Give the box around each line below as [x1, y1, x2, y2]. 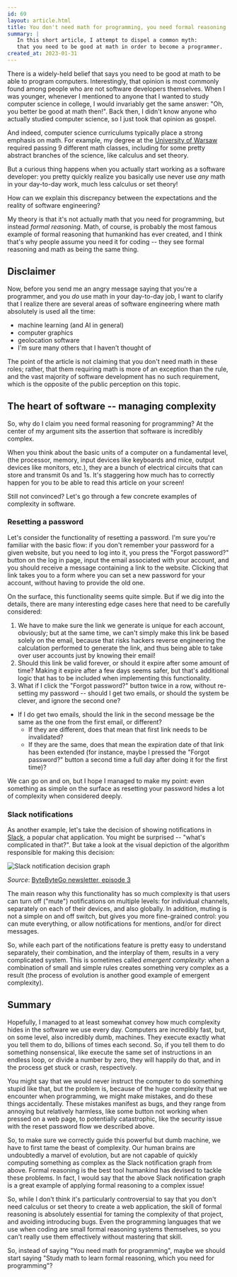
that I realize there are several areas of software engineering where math [7, 299, 220, 308]
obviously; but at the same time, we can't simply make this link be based [17, 629, 229, 637]
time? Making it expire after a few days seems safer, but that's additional [17, 666, 229, 675]
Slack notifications [7, 809, 74, 819]
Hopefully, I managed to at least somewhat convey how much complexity [7, 1017, 221, 1026]
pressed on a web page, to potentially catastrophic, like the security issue [7, 1115, 223, 1123]
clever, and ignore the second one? [17, 696, 121, 704]
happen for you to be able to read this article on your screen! [7, 478, 185, 487]
